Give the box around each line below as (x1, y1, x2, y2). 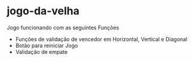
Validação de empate (15, 48, 68, 55)
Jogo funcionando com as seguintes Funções (7, 24, 120, 31)
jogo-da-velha (7, 4, 79, 18)
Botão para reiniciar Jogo (15, 42, 78, 49)
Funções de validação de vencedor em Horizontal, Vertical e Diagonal (15, 35, 188, 42)
